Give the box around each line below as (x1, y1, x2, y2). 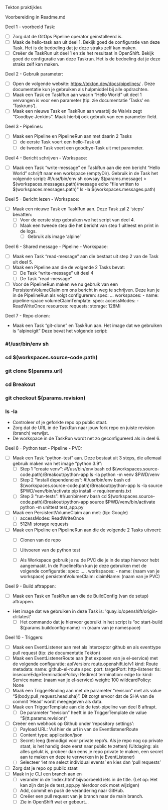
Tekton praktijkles (5, 5, 42, 10)
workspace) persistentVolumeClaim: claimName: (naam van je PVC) (20, 573, 160, 579)
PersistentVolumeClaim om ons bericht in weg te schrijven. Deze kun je (12, 287, 160, 293)
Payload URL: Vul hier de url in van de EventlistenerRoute (20, 726, 138, 733)
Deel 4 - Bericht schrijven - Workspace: (5, 154, 88, 160)
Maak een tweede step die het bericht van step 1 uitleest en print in (20, 222, 159, 228)
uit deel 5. (12, 259, 34, 265)
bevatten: (12, 211, 33, 217)
